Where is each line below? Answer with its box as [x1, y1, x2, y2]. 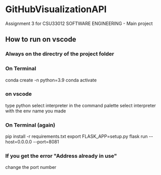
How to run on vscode [5, 35, 76, 44]
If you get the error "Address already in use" [5, 153, 117, 160]
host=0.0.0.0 [5, 139, 32, 145]
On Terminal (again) [5, 121, 56, 128]
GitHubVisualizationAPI [5, 4, 107, 15]
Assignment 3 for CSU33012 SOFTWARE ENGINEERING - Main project [5, 20, 153, 26]
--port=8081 [33, 139, 60, 145]
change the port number [5, 164, 57, 170]
